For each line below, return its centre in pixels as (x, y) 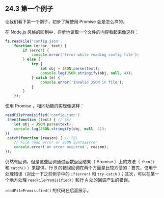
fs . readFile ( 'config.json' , (34, 41)
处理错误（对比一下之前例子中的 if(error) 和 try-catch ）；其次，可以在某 (80, 174)
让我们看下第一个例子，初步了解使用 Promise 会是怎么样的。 (66, 22)
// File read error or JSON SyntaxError (56, 143)
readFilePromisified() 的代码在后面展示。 (48, 191)
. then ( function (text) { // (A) (38, 120)
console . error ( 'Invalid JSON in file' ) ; (82, 82)
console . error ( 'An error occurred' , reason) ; (61, 147)
